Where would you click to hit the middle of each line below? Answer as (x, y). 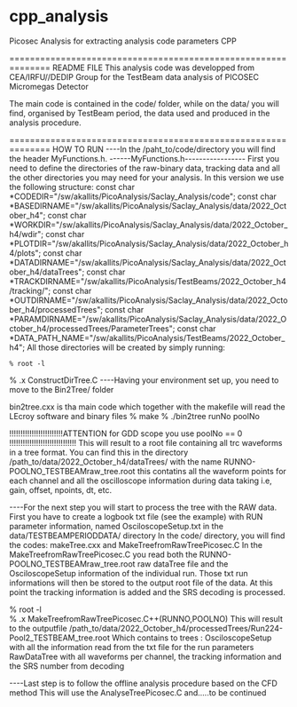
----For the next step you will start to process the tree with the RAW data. (143, 507)
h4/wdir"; (27, 234)
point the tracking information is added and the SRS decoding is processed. (147, 592)
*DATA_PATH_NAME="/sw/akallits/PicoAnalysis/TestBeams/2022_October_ (147, 338)
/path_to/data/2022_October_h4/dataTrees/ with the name (115, 461)
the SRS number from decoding (67, 666)
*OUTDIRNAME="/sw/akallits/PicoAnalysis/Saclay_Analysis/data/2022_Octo (148, 300)
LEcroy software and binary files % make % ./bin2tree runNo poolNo (134, 416)
